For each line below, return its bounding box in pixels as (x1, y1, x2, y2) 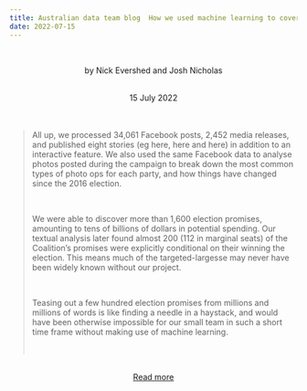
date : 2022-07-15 (9, 22, 76, 31)
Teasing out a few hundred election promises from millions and (31, 297, 270, 308)
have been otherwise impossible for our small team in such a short (31, 316, 283, 327)
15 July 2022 (129, 92, 178, 103)
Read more (132, 371, 175, 382)
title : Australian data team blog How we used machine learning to (9, 13, 276, 23)
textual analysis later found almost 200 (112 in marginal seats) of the (31, 232, 288, 243)
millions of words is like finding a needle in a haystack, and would (31, 307, 279, 318)
